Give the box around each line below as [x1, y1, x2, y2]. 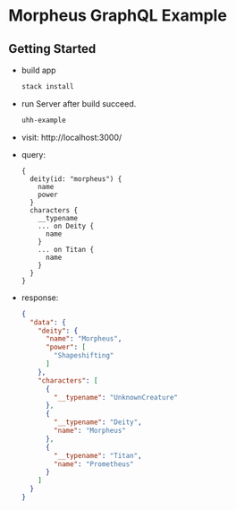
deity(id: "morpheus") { [29, 174, 122, 184]
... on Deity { [38, 221, 95, 230]
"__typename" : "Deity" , [54, 418, 142, 427]
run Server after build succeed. [21, 98, 137, 108]
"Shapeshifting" [54, 351, 114, 360]
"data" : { [29, 317, 66, 327]
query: [21, 149, 46, 160]
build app [21, 65, 56, 75]
